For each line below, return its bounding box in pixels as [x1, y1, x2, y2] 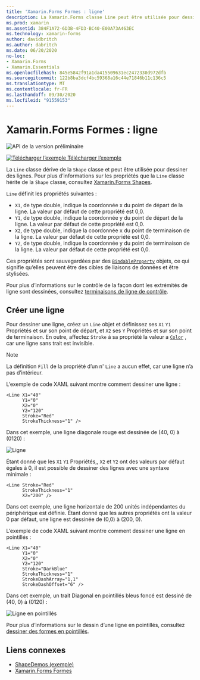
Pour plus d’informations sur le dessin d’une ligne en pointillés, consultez [6, 622, 185, 629]
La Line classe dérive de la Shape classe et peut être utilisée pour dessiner [6, 166, 188, 173]
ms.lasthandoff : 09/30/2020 [6, 92, 76, 98]
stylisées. [6, 270, 30, 277]
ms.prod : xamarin [6, 20, 49, 26]
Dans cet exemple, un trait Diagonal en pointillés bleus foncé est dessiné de [6, 592, 192, 599]
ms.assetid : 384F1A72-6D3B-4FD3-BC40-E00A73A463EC [6, 25, 135, 32]
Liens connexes [6, 645, 66, 655]
